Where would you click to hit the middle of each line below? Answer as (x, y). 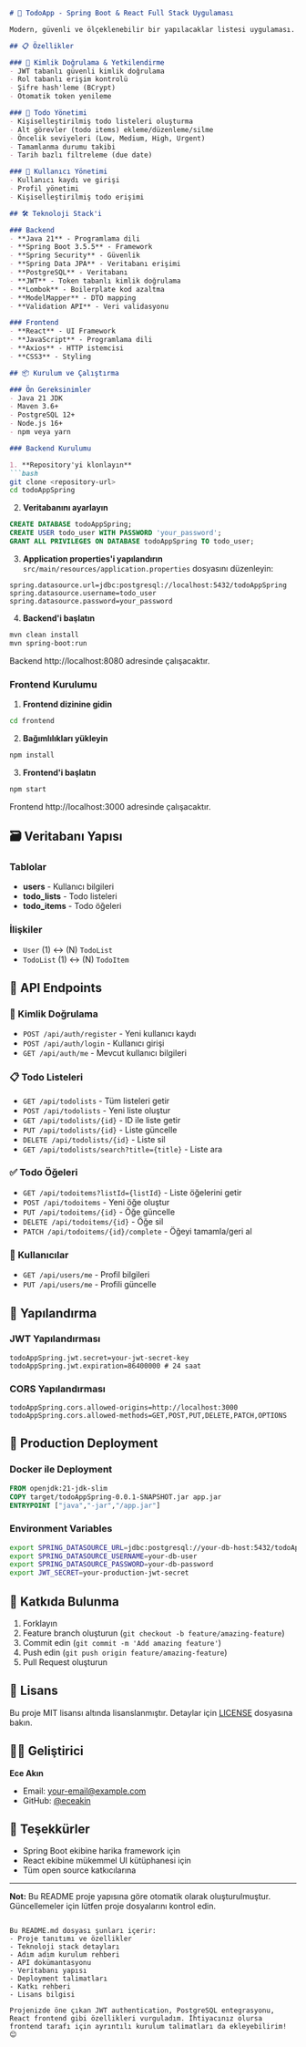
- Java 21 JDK (36, 398)
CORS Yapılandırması (58, 1389)
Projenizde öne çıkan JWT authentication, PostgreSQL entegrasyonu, (142, 2011)
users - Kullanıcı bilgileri (68, 887)
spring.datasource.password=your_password (91, 601)
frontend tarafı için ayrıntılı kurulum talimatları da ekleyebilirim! (148, 2027)
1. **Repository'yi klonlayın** (71, 465)
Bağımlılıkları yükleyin (65, 738)
